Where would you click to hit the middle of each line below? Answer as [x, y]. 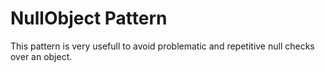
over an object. [41, 56]
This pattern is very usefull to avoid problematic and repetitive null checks [162, 46]
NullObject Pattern [89, 18]
